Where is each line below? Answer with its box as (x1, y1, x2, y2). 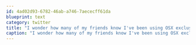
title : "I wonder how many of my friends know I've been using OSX (6, 25, 174, 31)
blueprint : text (6, 14, 45, 20)
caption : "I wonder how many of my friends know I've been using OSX (6, 30, 179, 36)
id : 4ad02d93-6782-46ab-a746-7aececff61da (6, 8, 111, 15)
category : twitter (6, 19, 51, 25)
